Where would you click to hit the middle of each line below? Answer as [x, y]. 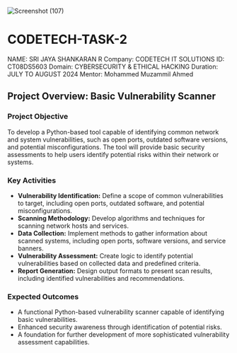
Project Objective [38, 117]
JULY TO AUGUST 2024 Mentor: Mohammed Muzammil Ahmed [100, 74]
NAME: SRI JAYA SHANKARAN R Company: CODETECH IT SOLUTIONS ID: [116, 59]
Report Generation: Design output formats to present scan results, [115, 271]
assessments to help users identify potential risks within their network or [113, 154]
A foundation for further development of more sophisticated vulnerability [123, 335]
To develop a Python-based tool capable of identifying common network [113, 132]
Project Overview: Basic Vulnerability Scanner [112, 97]
